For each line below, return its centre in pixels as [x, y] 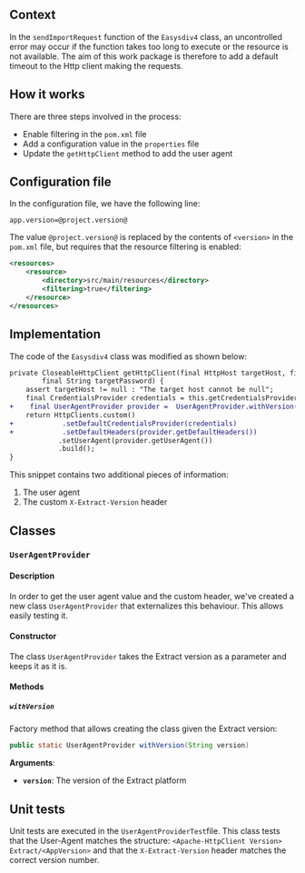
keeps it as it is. [39, 666]
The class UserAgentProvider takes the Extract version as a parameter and [148, 656]
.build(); [76, 449]
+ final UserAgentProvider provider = [89, 406]
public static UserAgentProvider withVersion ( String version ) [129, 746]
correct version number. [54, 860]
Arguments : [33, 763]
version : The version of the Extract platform [104, 780]
